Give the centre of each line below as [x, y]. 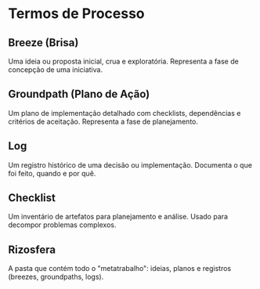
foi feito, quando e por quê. [52, 173]
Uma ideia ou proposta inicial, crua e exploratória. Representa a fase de [123, 61]
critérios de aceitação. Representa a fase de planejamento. [103, 121]
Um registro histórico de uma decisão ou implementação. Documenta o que [130, 164]
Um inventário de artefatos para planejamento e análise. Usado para [118, 217]
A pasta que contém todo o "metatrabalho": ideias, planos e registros [120, 269]
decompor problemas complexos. [62, 225]
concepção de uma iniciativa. [56, 70]
